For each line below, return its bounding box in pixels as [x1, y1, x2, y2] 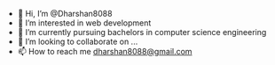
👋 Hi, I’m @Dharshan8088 [17, 9, 113, 18]
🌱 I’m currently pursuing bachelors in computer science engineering [17, 27, 267, 37]
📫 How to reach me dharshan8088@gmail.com [17, 47, 192, 56]
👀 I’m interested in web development [17, 18, 152, 28]
